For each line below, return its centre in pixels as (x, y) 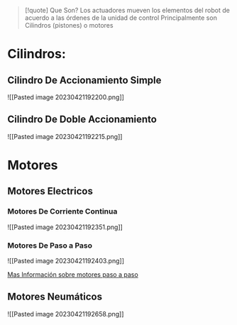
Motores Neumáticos (55, 297)
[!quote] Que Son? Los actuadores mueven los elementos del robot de (127, 10)
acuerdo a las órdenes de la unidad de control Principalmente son (121, 18)
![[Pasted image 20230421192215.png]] (65, 136)
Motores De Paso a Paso (50, 246)
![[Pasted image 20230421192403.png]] (66, 260)
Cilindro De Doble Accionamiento (82, 120)
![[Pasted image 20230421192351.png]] (65, 227)
